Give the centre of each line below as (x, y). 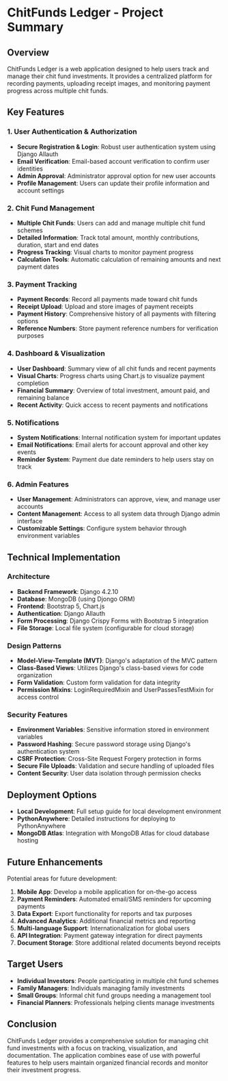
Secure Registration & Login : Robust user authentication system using (116, 147)
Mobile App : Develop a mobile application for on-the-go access (107, 892)
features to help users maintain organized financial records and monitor (108, 1063)
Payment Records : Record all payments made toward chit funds (107, 299)
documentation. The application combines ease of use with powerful (104, 1055)
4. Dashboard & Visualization (56, 353)
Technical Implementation (64, 557)
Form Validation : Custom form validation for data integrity (99, 682)
